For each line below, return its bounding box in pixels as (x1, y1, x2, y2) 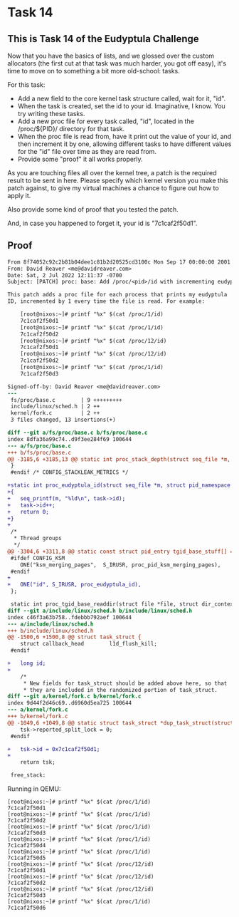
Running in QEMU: (7, 784, 61, 793)
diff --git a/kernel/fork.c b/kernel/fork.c (7, 693, 142, 700)
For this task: (7, 81, 46, 89)
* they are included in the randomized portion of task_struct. (23, 686, 218, 693)
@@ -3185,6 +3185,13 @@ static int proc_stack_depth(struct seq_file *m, (7, 455, 231, 463)
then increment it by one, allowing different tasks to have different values (17, 140, 232, 148)
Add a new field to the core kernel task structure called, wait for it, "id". (17, 94, 226, 103)
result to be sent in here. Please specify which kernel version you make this (7, 176, 229, 185)
